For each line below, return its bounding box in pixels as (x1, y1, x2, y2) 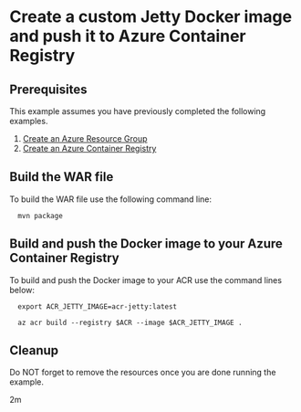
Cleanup (9, 343, 59, 358)
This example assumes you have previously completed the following (9, 106, 266, 116)
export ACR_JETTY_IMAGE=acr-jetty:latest (17, 301, 178, 312)
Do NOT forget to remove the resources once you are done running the (9, 367, 276, 378)
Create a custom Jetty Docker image (9, 6, 293, 27)
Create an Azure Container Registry (22, 143, 157, 153)
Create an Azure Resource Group (22, 133, 148, 143)
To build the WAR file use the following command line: (9, 194, 213, 205)
